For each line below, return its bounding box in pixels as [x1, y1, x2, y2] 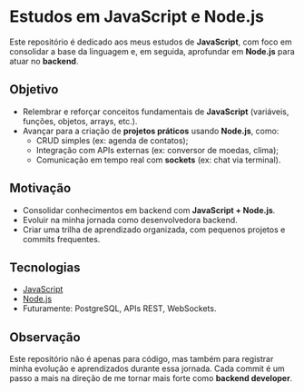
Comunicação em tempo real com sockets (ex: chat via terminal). [35, 154, 281, 165]
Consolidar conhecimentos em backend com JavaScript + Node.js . [22, 204, 276, 215]
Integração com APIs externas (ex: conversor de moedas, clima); [35, 144, 279, 155]
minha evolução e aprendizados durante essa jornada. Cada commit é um [9, 363, 286, 374]
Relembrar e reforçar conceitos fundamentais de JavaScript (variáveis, [22, 106, 289, 117]
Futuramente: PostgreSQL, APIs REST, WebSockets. [22, 303, 217, 314]
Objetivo [9, 82, 59, 97]
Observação [9, 329, 81, 345]
